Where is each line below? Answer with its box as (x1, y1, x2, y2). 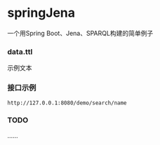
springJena (7, 5, 76, 21)
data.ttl (7, 47, 33, 57)
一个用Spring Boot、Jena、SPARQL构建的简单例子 (7, 29, 154, 37)
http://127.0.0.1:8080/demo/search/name (7, 99, 128, 106)
